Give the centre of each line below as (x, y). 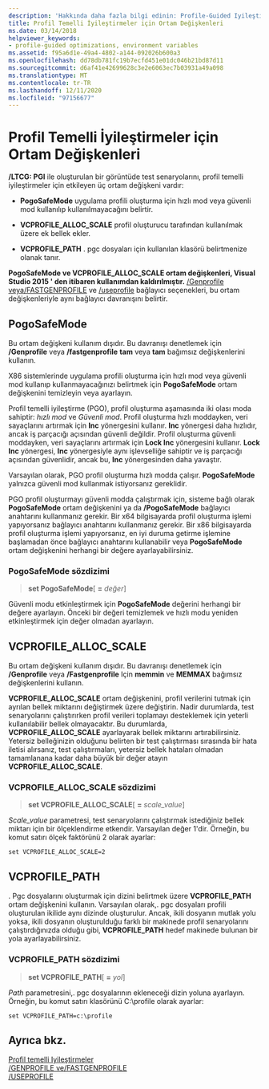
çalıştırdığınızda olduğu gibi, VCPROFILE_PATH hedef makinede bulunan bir (133, 930)
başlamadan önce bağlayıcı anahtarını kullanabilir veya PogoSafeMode (125, 542)
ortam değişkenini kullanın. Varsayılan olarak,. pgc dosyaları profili (117, 904)
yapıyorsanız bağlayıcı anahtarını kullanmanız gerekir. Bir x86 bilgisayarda (130, 525)
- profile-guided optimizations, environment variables (103, 46)
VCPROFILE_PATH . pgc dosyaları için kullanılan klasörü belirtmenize (134, 249)
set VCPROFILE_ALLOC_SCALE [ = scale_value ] (106, 805)
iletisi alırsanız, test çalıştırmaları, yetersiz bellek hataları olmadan (116, 750)
